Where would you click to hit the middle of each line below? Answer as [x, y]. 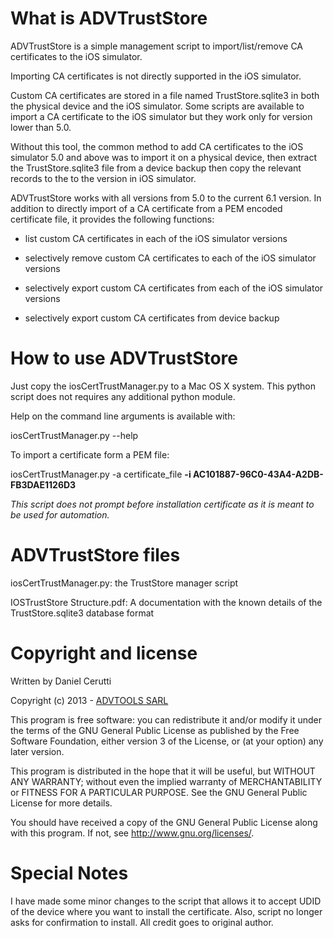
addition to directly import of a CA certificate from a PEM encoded [146, 208]
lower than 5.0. [41, 127]
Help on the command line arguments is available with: [123, 416]
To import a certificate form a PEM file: [90, 454]
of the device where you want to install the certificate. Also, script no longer [166, 911]
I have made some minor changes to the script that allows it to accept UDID [166, 901]
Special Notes [69, 873]
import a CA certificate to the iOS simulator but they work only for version [161, 116]
